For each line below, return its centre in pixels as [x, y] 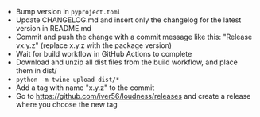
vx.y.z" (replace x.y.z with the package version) [94, 45]
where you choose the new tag [66, 104]
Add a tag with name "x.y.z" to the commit [85, 88]
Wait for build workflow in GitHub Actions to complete [104, 54]
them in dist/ [36, 70]
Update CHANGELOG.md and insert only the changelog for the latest [128, 20]
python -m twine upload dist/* [68, 80]
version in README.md [53, 28]
